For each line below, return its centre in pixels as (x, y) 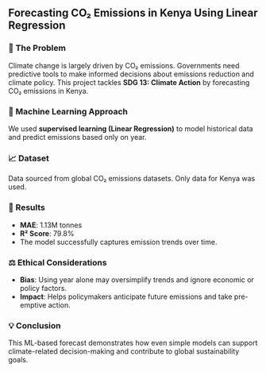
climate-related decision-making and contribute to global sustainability (124, 351)
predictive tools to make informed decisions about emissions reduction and (131, 74)
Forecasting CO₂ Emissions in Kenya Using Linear (133, 13)
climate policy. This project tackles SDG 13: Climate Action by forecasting (129, 82)
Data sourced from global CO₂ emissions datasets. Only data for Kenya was (132, 179)
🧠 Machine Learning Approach (68, 111)
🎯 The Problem (37, 48)
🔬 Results (27, 207)
